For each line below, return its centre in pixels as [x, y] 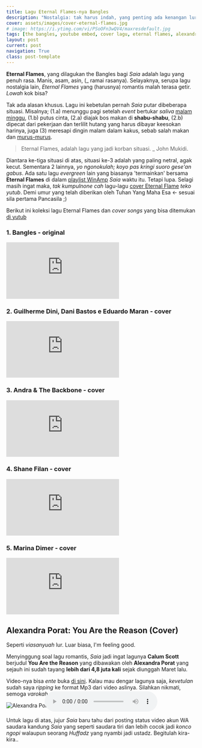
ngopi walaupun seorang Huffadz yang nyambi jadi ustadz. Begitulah [92, 733]
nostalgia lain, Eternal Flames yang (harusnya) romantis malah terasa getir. [99, 87]
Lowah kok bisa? [27, 93]
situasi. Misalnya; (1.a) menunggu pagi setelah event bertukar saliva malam [99, 111]
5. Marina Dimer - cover [41, 548]
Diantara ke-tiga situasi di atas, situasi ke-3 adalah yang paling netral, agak [99, 160]
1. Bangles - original [35, 232]
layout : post [23, 40]
